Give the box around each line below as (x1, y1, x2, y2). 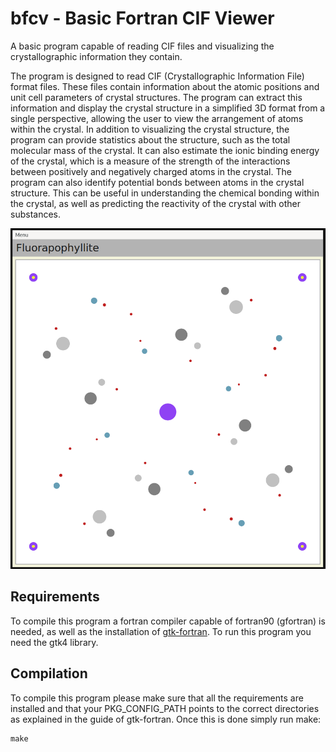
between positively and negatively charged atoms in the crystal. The (10, 165, 292, 177)
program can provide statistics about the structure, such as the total (10, 133, 291, 146)
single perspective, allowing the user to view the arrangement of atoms (10, 112, 304, 124)
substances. (10, 208, 61, 220)
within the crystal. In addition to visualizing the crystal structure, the (10, 123, 290, 135)
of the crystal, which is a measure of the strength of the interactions (10, 155, 291, 167)
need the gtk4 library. (10, 636, 99, 648)
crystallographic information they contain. (10, 50, 183, 62)
